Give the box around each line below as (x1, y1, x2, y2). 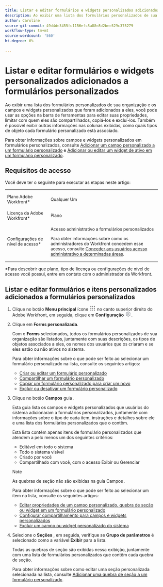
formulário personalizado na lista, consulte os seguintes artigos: (12, 361, 141, 367)
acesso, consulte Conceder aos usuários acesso (50, 245, 147, 252)
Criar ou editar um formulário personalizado (19, 370, 107, 376)
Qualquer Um (50, 196, 78, 202)
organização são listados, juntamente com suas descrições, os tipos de (12, 336, 155, 342)
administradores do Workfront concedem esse (50, 241, 144, 246)
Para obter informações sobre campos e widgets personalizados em (5, 137, 142, 143)
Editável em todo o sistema (19, 444, 74, 450)
